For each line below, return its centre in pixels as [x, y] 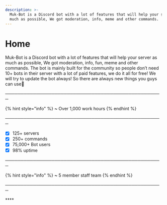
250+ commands [30, 139]
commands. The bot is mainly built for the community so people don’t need [82, 68]
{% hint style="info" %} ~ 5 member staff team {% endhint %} [69, 175]
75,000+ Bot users [31, 145]
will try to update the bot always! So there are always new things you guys [81, 79]
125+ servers [26, 133]
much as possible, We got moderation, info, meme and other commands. [84, 19]
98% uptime [25, 150]
